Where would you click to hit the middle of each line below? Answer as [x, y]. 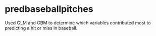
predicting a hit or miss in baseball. [41, 28]
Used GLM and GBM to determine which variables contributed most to [78, 23]
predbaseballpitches [49, 9]
